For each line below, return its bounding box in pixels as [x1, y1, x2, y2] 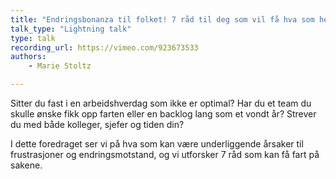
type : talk [10, 33, 56, 43]
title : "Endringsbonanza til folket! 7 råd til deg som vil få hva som [10, 14, 315, 25]
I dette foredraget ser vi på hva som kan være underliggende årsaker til [10, 138, 304, 150]
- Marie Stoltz [28, 61, 92, 71]
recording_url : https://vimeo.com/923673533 [10, 42, 199, 53]
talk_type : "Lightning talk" [10, 24, 132, 34]
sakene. [10, 159, 43, 171]
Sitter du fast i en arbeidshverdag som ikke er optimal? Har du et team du [10, 97, 312, 109]
